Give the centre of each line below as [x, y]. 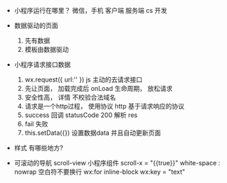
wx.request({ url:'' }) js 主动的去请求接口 [84, 79]
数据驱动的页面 [36, 26]
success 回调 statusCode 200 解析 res [81, 115]
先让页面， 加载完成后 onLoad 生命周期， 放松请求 [99, 88]
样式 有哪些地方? [38, 148]
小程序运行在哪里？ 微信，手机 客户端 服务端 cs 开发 [90, 10]
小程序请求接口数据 [42, 65]
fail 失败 [36, 124]
